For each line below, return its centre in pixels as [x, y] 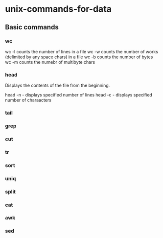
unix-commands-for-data [58, 9]
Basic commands [32, 27]
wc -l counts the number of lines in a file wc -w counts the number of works [81, 51]
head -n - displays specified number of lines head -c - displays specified [79, 95]
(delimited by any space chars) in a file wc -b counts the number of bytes [79, 57]
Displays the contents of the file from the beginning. [58, 85]
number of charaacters [28, 100]
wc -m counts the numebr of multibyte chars [50, 62]
